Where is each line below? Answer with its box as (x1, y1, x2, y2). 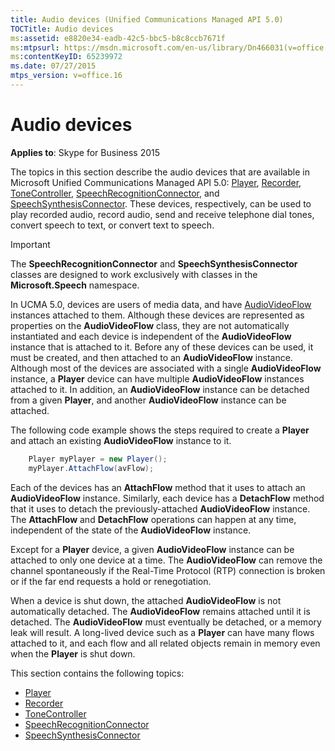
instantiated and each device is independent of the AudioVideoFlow (10, 330, 292, 342)
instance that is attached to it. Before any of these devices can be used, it (10, 341, 314, 353)
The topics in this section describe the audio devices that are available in (10, 166, 310, 178)
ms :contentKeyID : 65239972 (10, 52, 123, 62)
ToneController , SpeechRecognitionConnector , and (10, 187, 220, 199)
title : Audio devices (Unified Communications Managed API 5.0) (10, 14, 284, 25)
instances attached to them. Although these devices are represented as (10, 309, 305, 321)
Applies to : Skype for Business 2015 (10, 146, 161, 158)
